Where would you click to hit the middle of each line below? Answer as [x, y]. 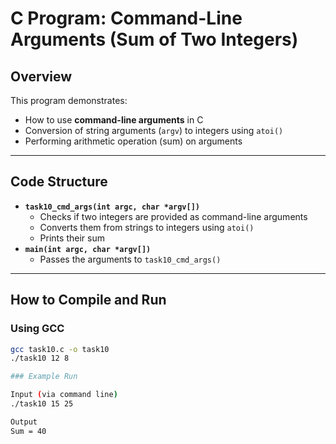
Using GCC [37, 329]
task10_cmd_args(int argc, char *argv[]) [112, 207]
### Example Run [44, 377]
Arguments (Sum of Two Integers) [154, 39]
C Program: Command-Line [126, 18]
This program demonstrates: [69, 100]
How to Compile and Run [88, 300]
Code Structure [59, 182]
